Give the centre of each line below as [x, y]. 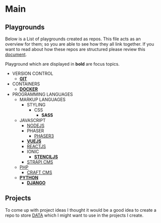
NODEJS [36, 125]
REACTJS [36, 146]
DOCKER [29, 89]
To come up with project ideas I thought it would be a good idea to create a [81, 210]
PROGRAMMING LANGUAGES [43, 94]
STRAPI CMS [40, 162]
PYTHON [29, 178]
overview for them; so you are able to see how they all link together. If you [80, 44]
